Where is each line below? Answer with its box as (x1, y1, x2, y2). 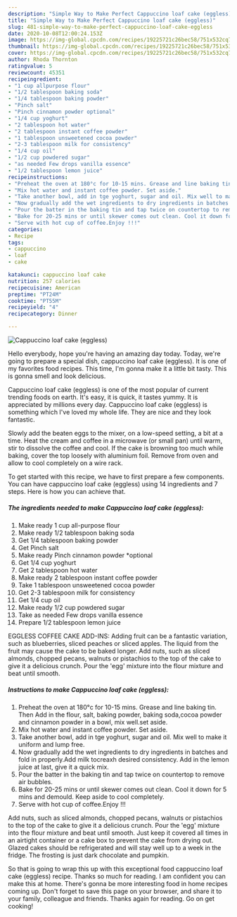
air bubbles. (18, 777, 53, 786)
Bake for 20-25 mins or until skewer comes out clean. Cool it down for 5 (18, 785, 227, 793)
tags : (8, 239, 24, 246)
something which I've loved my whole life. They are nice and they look (8, 408, 212, 416)
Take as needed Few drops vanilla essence (18, 611, 143, 619)
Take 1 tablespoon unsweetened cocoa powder (18, 580, 155, 589)
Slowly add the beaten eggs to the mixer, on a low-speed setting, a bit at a (8, 429, 224, 437)
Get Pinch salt (18, 543, 59, 552)
